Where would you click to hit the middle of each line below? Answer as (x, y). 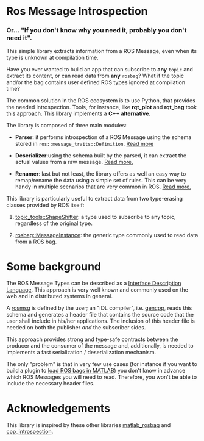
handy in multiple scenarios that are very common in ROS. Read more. (103, 187)
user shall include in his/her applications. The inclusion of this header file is (100, 321)
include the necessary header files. (51, 384)
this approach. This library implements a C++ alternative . (79, 113)
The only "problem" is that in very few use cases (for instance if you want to (102, 364)
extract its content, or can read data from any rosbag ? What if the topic (95, 76)
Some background (54, 266)
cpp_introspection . (30, 432)
